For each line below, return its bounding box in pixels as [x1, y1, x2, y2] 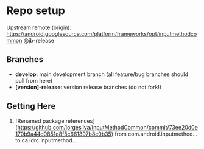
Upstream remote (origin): [6, 24, 72, 31]
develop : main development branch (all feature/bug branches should [15, 71, 189, 78]
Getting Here [6, 101, 56, 111]
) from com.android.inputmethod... [111, 130, 198, 137]
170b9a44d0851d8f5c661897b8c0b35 [15, 130, 111, 137]
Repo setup [6, 4, 65, 18]
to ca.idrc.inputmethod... [15, 136, 77, 144]
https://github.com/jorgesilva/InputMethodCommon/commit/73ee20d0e [17, 123, 198, 131]
